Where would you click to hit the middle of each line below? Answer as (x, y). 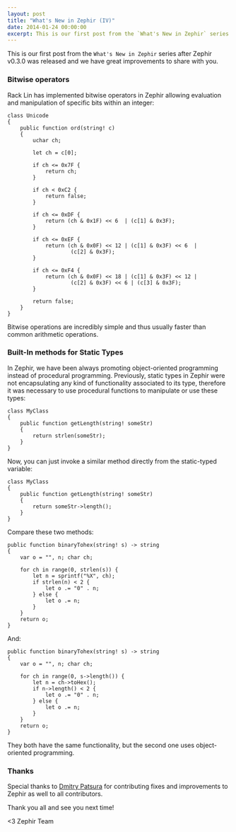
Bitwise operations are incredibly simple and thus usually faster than (107, 327)
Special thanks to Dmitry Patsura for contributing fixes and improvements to (118, 787)
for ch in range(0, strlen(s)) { (69, 570)
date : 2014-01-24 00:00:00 (47, 27)
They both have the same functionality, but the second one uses (101, 745)
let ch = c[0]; (55, 153)
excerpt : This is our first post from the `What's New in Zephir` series (118, 34)
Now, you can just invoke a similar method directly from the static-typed (112, 461)
